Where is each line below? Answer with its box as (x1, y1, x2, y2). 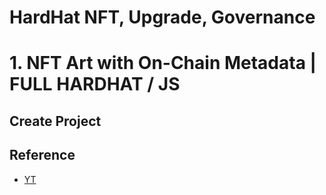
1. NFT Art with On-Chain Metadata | (9, 52, 317, 75)
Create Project (9, 112, 102, 130)
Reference (9, 147, 76, 164)
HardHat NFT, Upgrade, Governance (9, 6, 316, 29)
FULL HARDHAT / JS (9, 73, 181, 96)
